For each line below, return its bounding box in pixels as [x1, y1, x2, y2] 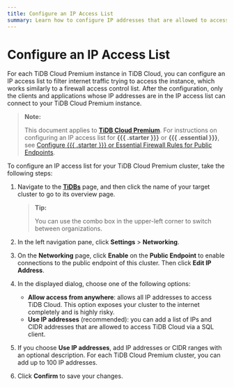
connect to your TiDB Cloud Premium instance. [7, 99, 142, 108]
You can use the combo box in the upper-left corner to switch [34, 217, 212, 226]
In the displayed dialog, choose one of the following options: [17, 280, 191, 288]
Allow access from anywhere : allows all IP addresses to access [27, 293, 212, 301]
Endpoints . [24, 148, 56, 157]
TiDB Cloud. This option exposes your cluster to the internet [27, 301, 200, 309]
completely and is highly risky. [27, 308, 115, 317]
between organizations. [34, 224, 103, 233]
